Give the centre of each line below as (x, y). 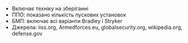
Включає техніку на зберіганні (50, 9)
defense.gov (27, 34)
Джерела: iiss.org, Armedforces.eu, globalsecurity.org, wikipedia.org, (97, 27)
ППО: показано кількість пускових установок (69, 15)
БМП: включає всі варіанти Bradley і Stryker (67, 21)
